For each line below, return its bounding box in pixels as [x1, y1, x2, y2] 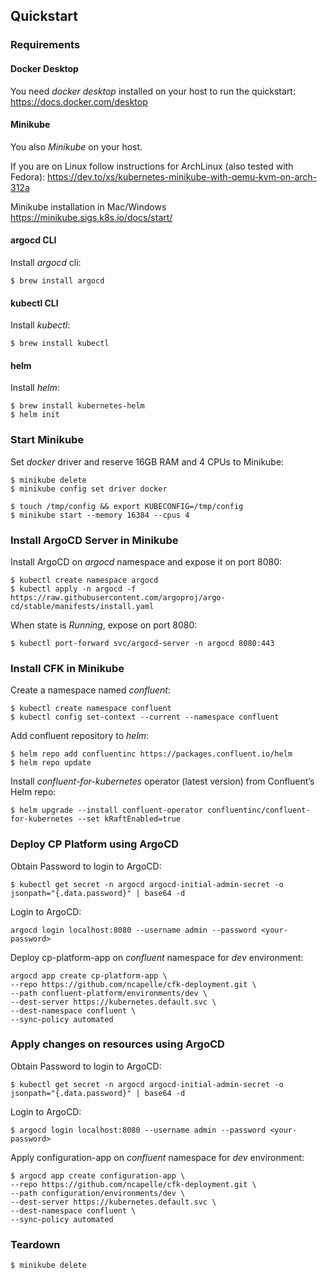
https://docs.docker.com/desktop [10, 95, 148, 108]
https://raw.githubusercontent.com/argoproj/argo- [10, 592, 226, 603]
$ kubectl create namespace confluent [10, 704, 172, 714]
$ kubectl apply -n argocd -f [10, 584, 137, 594]
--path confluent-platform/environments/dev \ [10, 988, 208, 998]
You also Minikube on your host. [10, 140, 143, 153]
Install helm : [10, 382, 60, 394]
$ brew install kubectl [10, 339, 110, 349]
